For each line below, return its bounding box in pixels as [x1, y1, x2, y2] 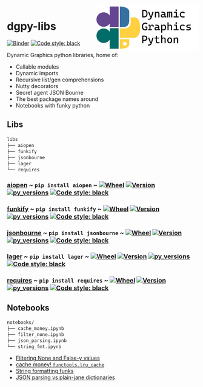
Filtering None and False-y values [15, 354, 101, 362]
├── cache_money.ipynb [7, 326, 64, 332]
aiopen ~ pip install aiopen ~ [7, 180, 98, 189]
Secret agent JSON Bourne [15, 89, 84, 96]
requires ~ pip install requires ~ [7, 276, 108, 285]
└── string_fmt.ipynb [7, 344, 62, 350]
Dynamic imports [15, 69, 59, 77]
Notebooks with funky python [15, 101, 90, 109]
